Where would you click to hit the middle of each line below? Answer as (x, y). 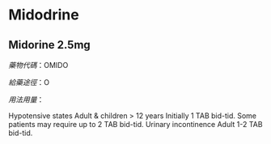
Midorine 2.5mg (49, 45)
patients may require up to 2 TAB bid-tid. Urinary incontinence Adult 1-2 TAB (135, 124)
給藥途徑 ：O (29, 82)
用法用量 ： (26, 100)
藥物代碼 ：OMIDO (38, 65)
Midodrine (44, 15)
